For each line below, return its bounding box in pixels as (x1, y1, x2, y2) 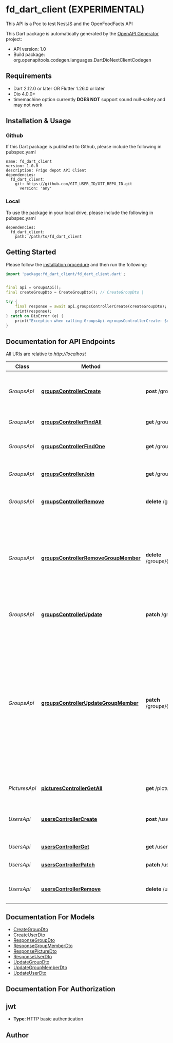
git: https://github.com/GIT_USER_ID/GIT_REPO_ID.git (15, 181, 132, 187)
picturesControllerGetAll (41, 785, 103, 792)
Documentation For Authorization (6, 984, 116, 994)
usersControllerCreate (41, 816, 98, 823)
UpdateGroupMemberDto (13, 964, 67, 971)
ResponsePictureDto (13, 948, 57, 954)
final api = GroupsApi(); (6, 285, 61, 291)
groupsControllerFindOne (41, 443, 106, 450)
